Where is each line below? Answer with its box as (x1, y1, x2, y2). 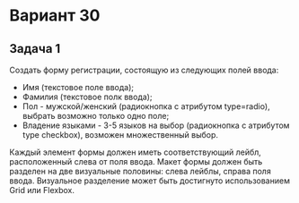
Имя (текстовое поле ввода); (22, 82, 135, 92)
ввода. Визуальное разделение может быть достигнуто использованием (9, 175, 290, 186)
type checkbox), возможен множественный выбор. (22, 130, 218, 140)
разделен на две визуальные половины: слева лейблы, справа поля (9, 166, 271, 176)
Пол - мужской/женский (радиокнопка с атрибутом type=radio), (22, 101, 271, 112)
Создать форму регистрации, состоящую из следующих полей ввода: (9, 64, 279, 75)
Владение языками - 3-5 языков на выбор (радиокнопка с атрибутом (22, 120, 290, 131)
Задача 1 (9, 41, 61, 56)
